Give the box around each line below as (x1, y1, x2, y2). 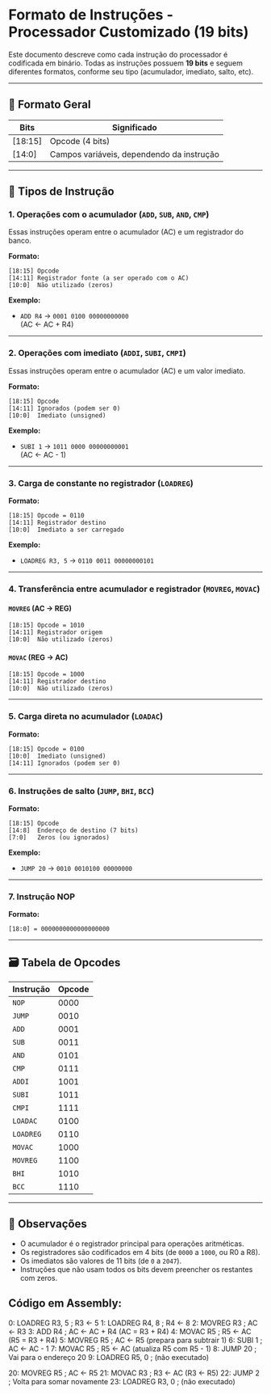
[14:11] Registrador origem (8, 628, 103, 636)
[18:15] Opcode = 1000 (8, 670, 85, 678)
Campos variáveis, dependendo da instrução (49, 148, 220, 159)
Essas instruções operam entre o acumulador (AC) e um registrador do (8, 227, 244, 237)
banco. (8, 236, 32, 246)
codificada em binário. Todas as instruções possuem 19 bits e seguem (8, 58, 244, 68)
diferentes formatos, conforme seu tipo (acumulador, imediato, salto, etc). (8, 66, 254, 76)
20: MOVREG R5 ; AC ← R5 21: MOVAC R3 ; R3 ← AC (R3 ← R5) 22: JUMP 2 (8, 1368, 260, 1378)
